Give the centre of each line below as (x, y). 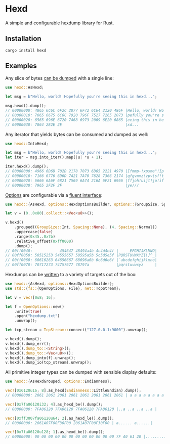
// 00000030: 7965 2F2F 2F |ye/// (72, 185)
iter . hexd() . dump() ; (27, 167)
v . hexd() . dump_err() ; (28, 344)
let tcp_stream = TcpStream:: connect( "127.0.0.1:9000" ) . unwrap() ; (77, 330)
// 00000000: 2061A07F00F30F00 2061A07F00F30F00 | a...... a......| (79, 423)
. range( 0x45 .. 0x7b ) (35, 236)
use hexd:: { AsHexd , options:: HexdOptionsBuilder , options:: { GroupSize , (82, 204)
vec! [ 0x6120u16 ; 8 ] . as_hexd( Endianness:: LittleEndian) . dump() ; (73, 391)
